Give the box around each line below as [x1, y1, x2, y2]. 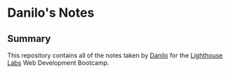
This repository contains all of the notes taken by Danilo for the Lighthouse [7, 51, 223, 59]
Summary [7, 33, 51, 45]
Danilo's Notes [7, 5, 95, 21]
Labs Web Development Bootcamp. [7, 59, 110, 67]
